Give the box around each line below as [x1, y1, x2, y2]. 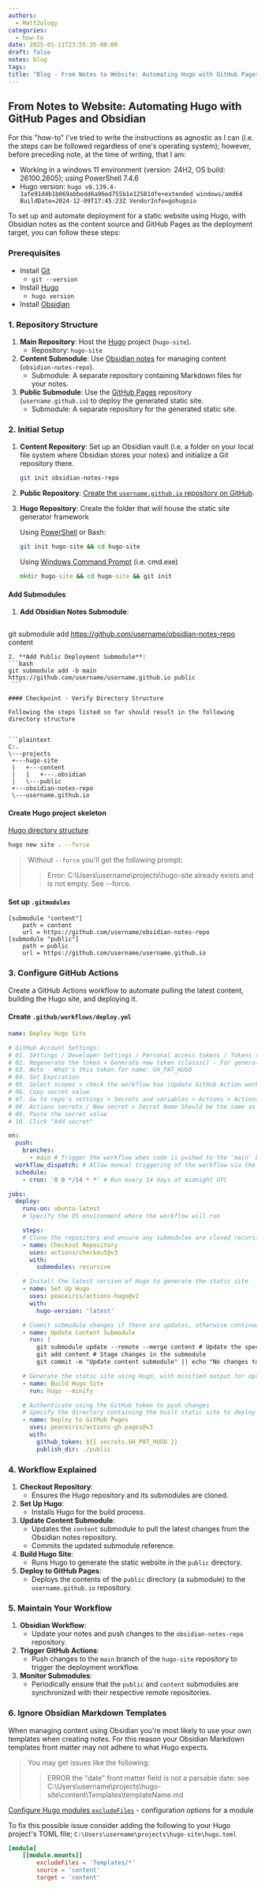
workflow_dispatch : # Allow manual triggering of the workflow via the [15, 1160, 256, 1169]
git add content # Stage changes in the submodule [36, 1350, 207, 1359]
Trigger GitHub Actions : [19, 1646, 100, 1656]
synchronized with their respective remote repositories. [31, 1688, 211, 1698]
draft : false [8, 48, 51, 56]
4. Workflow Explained [8, 1464, 97, 1475]
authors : [8, 11, 37, 20]
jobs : [8, 1190, 26, 1198]
